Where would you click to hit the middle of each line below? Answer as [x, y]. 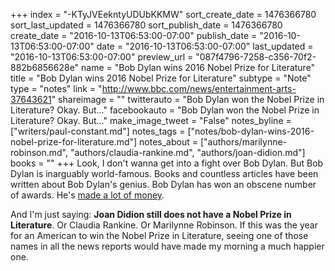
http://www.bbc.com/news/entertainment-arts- [199, 88]
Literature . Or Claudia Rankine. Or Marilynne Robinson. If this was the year [164, 225]
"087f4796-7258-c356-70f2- [256, 57]
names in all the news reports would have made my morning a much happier [167, 246]
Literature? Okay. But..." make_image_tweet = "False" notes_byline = [151, 120]
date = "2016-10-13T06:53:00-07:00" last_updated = [205, 46]
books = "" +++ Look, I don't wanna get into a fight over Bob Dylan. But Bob [167, 163]
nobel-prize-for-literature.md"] [74, 142]
